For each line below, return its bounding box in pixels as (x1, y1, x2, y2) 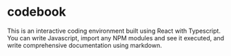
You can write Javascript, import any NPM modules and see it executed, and (7, 33, 225, 42)
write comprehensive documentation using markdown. (7, 41, 162, 49)
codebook (7, 4, 67, 20)
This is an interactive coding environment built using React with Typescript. (7, 27, 221, 35)
